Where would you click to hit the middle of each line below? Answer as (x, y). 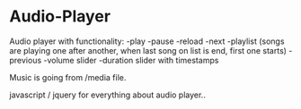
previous (26, 60)
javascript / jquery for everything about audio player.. (108, 95)
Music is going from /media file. (68, 77)
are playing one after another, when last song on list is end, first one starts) (148, 50)
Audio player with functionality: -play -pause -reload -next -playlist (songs (147, 41)
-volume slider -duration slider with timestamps (131, 60)
